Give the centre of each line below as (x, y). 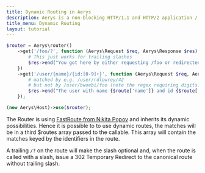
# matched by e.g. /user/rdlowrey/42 (76, 80)
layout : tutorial (28, 29)
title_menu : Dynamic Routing (43, 23)
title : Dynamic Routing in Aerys (49, 12)
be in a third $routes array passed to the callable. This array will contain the (101, 132)
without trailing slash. (33, 163)
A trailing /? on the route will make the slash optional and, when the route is (101, 150)
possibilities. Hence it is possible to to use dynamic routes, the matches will (101, 125)
